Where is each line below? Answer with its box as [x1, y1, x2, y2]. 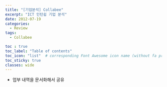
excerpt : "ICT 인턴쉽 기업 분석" [5, 12, 67, 17]
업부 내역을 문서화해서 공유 [12, 77, 65, 83]
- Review [9, 26, 28, 31]
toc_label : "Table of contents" [5, 48, 72, 54]
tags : [5, 30, 16, 35]
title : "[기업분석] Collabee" [5, 7, 64, 12]
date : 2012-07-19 [5, 16, 41, 21]
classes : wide [5, 63, 35, 68]
